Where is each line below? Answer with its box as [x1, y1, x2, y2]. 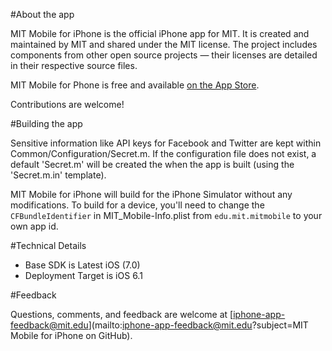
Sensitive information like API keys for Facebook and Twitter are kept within [10, 137, 322, 149]
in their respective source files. [10, 60, 138, 71]
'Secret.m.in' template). [10, 169, 107, 181]
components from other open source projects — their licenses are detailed [10, 49, 318, 61]
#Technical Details [10, 240, 87, 251]
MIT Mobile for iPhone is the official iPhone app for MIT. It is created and [10, 28, 310, 39]
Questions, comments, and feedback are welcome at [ [10, 309, 234, 320]
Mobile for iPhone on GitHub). [10, 330, 133, 341]
